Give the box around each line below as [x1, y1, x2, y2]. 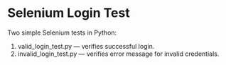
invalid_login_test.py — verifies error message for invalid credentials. [17, 49, 220, 58]
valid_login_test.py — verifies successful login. [17, 42, 155, 50]
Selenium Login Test [7, 5, 130, 21]
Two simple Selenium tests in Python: [7, 28, 117, 37]
